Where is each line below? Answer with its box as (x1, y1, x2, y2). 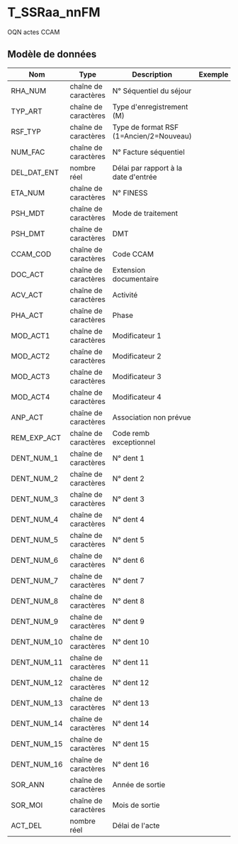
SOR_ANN (11, 779, 45, 789)
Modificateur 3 (112, 371, 161, 381)
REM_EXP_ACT (11, 432, 62, 442)
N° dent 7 (112, 576, 145, 586)
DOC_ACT (11, 269, 45, 279)
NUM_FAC (11, 147, 45, 157)
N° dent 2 (112, 473, 145, 483)
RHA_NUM (11, 86, 47, 96)
